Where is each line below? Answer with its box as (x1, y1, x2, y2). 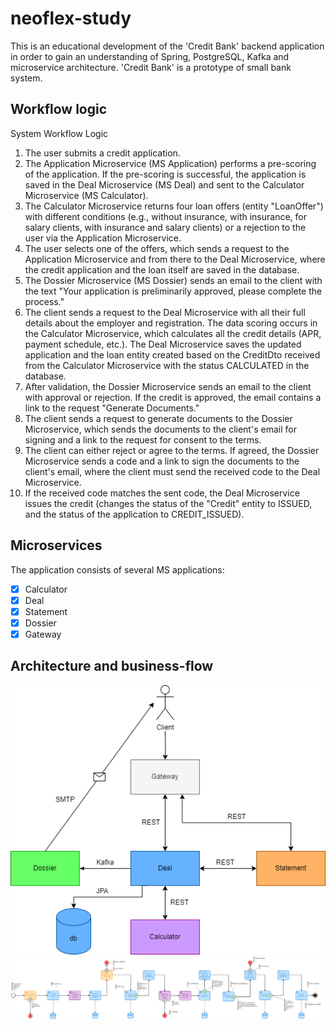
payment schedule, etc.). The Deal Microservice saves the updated (24, 338, 302, 350)
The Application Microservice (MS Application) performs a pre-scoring (24, 157, 317, 169)
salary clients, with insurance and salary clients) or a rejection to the (24, 221, 307, 233)
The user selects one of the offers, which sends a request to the (24, 242, 290, 254)
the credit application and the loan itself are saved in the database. (24, 263, 300, 276)
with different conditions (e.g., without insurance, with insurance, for (24, 210, 307, 222)
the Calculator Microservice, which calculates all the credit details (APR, (24, 327, 322, 339)
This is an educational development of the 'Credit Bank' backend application (10, 40, 325, 52)
